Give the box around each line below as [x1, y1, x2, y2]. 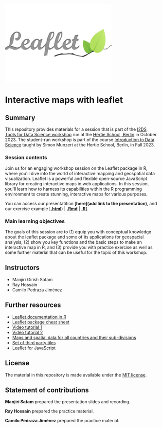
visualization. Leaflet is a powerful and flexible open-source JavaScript [5, 176, 147, 181]
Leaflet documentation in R [12, 314, 67, 320]
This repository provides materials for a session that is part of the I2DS [5, 126, 147, 132]
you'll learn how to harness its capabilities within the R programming [5, 186, 142, 192]
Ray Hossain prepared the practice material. [5, 408, 94, 414]
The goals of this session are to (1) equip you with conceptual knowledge [5, 229, 152, 235]
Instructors [5, 264, 40, 272]
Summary [5, 114, 36, 122]
